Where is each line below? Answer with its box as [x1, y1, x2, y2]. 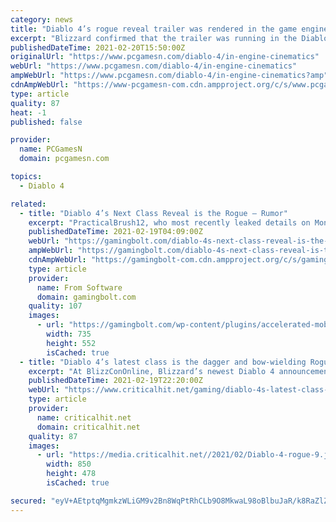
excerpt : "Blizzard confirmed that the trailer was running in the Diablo [10, 33, 329, 43]
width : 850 [46, 459, 92, 470]
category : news [10, 14, 74, 25]
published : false [10, 117, 83, 127]
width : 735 [46, 329, 92, 339]
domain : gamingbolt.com [36, 292, 137, 302]
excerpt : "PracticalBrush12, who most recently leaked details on [28, 217, 311, 228]
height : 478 [46, 469, 97, 479]
